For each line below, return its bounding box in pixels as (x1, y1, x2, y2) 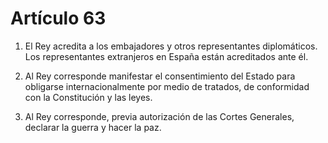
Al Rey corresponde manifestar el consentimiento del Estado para (24, 70, 296, 82)
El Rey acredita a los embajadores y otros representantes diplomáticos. (24, 40, 318, 52)
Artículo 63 (10, 7, 107, 30)
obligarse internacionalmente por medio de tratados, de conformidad (24, 80, 310, 92)
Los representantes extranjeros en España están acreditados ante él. (24, 50, 309, 62)
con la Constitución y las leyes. (24, 91, 153, 103)
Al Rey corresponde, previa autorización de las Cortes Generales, (24, 110, 295, 122)
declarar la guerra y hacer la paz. (24, 121, 162, 133)
